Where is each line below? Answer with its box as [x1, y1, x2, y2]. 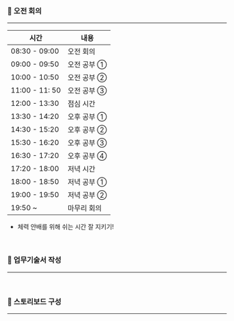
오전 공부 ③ [67, 86, 107, 95]
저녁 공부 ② [67, 190, 107, 200]
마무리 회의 [67, 203, 102, 213]
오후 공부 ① [67, 112, 107, 122]
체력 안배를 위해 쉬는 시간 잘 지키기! [17, 223, 114, 231]
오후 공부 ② [67, 125, 107, 135]
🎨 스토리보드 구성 [7, 297, 61, 306]
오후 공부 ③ [67, 138, 107, 148]
